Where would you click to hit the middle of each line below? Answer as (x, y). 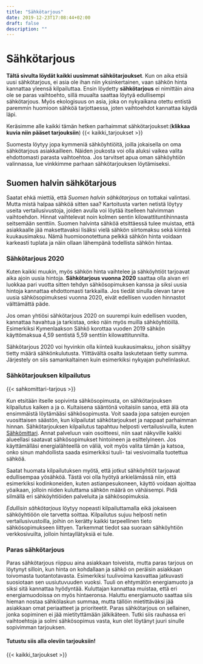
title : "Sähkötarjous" (35, 12)
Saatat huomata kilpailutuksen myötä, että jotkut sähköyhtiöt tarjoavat (93, 470)
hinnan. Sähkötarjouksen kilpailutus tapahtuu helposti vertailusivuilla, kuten (100, 426)
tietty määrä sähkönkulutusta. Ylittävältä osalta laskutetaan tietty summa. (98, 354)
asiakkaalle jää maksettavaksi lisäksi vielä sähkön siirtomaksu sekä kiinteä (98, 230)
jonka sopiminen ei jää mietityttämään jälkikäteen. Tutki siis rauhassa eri (96, 614)
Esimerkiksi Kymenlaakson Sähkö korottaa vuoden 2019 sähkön (86, 329)
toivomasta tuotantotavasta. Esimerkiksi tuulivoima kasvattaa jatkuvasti (95, 575)
